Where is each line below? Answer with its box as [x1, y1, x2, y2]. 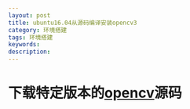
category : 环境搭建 [8, 26, 68, 34]
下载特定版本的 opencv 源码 [8, 84, 182, 102]
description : [8, 48, 51, 56]
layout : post [8, 11, 51, 20]
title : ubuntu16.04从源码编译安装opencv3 [8, 19, 137, 27]
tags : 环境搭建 [8, 33, 53, 42]
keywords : [8, 41, 41, 49]
